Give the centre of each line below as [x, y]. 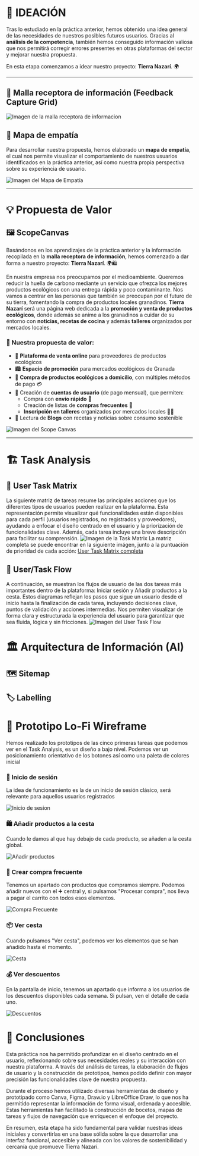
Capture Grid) [32, 102]
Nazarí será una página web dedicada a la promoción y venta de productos [99, 308]
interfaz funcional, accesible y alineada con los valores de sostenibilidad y [97, 1140]
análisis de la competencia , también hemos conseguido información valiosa [99, 42]
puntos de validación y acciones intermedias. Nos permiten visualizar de [95, 609]
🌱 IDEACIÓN [36, 13]
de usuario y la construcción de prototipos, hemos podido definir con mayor [99, 1073]
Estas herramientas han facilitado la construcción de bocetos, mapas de [94, 1110]
